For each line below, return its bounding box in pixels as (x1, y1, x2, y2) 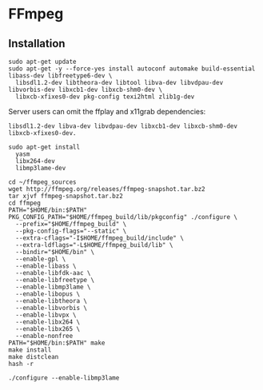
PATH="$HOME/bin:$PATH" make (8, 339, 106, 347)
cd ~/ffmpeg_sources (8, 178, 78, 186)
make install (8, 346, 52, 354)
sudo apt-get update (8, 58, 78, 66)
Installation (8, 37, 66, 50)
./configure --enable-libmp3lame (8, 374, 120, 382)
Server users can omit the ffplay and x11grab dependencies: (8, 107, 206, 116)
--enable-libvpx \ (15, 311, 78, 319)
